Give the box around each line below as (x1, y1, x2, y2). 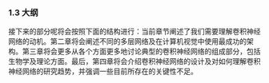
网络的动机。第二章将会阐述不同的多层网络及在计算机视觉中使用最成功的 (8, 37, 247, 46)
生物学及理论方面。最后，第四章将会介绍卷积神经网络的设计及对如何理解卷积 (8, 57, 261, 66)
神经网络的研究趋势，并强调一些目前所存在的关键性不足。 (8, 66, 198, 77)
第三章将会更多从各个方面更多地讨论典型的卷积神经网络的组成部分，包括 (22, 46, 261, 57)
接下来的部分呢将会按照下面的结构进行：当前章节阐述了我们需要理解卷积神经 (8, 26, 261, 37)
